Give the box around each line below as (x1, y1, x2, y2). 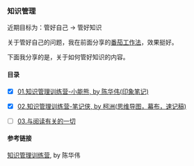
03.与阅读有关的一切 (17, 116, 76, 125)
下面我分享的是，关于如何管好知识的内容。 (7, 53, 129, 61)
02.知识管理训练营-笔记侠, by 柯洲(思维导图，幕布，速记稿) (17, 102, 186, 110)
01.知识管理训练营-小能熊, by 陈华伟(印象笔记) (17, 87, 149, 96)
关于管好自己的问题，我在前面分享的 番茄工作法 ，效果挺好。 (7, 38, 178, 47)
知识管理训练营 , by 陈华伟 (7, 151, 81, 159)
